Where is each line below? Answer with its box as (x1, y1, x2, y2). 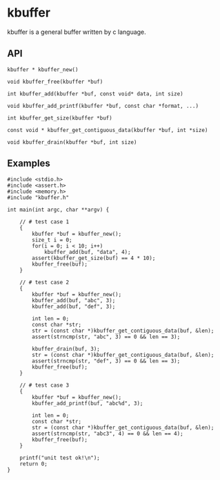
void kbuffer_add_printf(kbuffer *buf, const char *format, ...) (7, 102, 199, 109)
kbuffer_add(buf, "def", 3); (32, 303, 116, 310)
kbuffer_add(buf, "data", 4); (43, 248, 131, 255)
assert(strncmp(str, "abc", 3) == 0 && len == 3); (32, 333, 181, 340)
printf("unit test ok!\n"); (19, 454, 100, 461)
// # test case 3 (19, 382, 70, 389)
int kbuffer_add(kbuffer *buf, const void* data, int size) (7, 90, 184, 98)
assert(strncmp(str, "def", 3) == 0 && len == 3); (32, 358, 181, 364)
